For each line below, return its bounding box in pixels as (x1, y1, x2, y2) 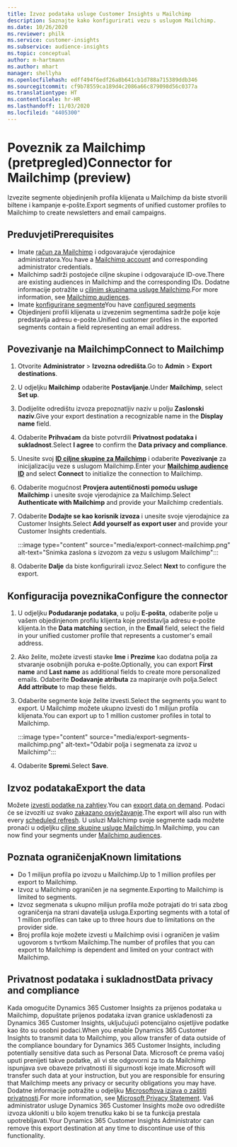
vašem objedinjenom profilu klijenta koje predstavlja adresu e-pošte (17, 617, 216, 625)
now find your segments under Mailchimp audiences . (7, 831, 163, 839)
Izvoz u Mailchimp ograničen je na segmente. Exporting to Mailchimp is (17, 885, 224, 894)
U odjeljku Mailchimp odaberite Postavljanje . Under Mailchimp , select (17, 383, 223, 392)
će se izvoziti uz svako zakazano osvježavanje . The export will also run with (7, 808, 226, 816)
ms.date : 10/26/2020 (7, 23, 69, 30)
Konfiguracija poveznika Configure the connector (7, 590, 229, 602)
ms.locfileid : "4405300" (7, 109, 81, 116)
